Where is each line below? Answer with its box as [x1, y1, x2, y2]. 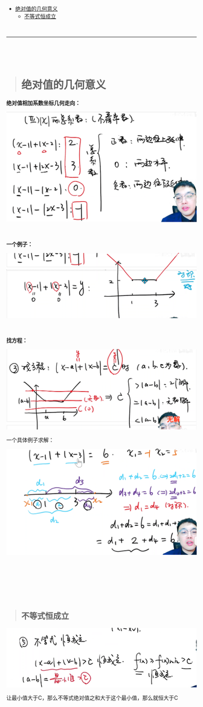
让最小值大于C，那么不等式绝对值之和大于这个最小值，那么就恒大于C [6, 694, 178, 701]
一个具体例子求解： [6, 436, 54, 443]
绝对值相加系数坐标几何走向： [6, 99, 80, 107]
